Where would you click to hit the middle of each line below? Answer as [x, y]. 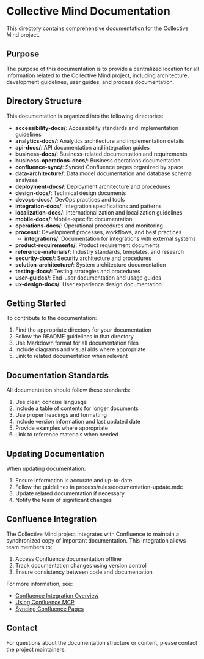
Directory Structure [44, 101]
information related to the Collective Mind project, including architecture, [98, 75]
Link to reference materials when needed [67, 435]
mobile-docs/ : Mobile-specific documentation [74, 219]
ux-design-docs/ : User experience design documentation [88, 284]
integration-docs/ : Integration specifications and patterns [88, 206]
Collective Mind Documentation [89, 11]
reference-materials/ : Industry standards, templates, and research [100, 251]
